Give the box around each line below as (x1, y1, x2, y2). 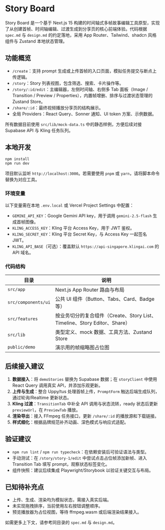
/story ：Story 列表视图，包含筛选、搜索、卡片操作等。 (12, 80, 124, 86)
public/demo (7, 344, 36, 350)
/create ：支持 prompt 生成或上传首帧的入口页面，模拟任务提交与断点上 (12, 68, 157, 74)
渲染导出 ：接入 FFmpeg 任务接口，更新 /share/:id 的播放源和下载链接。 (12, 413, 159, 419)
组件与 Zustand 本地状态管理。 (5, 38, 67, 44)
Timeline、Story (55, 319, 92, 326)
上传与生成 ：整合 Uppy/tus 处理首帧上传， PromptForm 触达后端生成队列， (12, 388, 160, 394)
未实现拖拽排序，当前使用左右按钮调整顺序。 (12, 503, 103, 509)
